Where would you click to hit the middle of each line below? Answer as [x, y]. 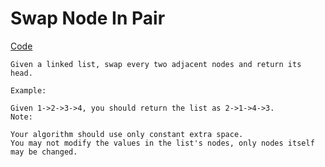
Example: [28, 90]
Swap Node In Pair [88, 18]
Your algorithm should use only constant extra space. [127, 134]
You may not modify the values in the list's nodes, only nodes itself [162, 143]
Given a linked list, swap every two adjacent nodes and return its [156, 64]
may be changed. [44, 152]
